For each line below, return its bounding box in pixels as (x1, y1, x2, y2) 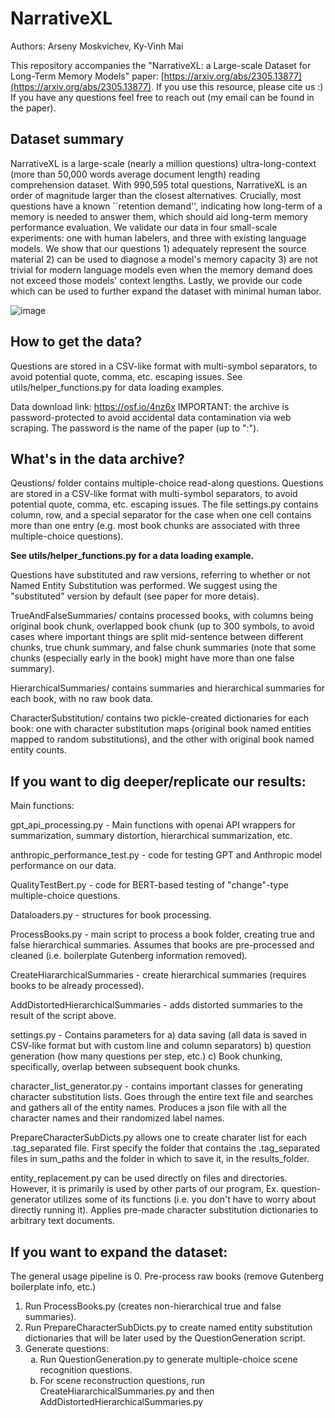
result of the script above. (10, 1010, 117, 1022)
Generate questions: (24, 1343, 109, 1354)
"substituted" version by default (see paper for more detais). (10, 590, 260, 602)
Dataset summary (10, 131, 125, 148)
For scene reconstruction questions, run (39, 1375, 206, 1386)
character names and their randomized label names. (10, 1112, 225, 1124)
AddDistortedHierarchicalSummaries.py (39, 1396, 204, 1407)
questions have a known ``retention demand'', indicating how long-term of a (10, 200, 323, 212)
